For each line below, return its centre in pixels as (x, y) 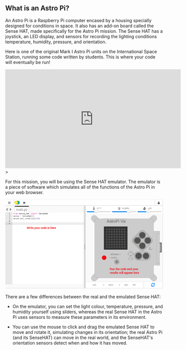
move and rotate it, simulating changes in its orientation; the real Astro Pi (87, 332)
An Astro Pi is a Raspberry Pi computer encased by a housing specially (78, 20)
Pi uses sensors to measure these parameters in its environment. (79, 317)
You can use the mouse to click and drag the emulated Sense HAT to (83, 327)
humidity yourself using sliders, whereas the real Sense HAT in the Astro (87, 312)
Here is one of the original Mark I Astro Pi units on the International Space (81, 51)
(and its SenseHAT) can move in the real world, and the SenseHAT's (83, 338)
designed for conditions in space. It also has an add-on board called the (79, 26)
